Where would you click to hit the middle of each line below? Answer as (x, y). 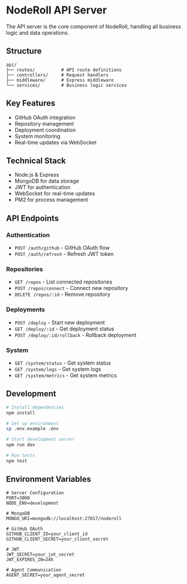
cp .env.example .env (33, 429)
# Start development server (40, 440)
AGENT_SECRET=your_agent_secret (45, 575)
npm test (17, 461)
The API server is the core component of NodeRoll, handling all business (93, 26)
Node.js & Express (37, 175)
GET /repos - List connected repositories (63, 282)
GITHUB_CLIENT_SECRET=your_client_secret (57, 539)
